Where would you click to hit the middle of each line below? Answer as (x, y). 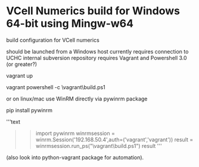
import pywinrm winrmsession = (75, 133)
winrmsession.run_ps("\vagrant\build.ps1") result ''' (99, 146)
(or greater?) (22, 64)
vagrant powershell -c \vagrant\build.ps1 (56, 87)
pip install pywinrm (29, 110)
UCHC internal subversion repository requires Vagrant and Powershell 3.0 (97, 58)
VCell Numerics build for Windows (93, 11)
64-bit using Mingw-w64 (70, 23)
